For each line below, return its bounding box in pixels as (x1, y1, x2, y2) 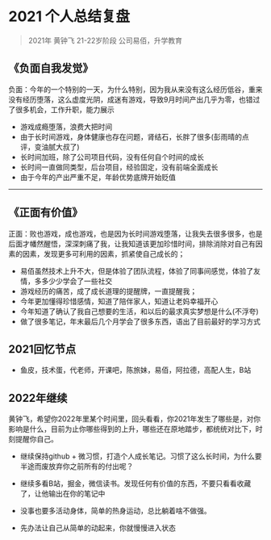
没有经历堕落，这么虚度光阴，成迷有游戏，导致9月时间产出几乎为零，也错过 (8, 94, 261, 104)
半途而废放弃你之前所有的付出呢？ (19, 462, 134, 471)
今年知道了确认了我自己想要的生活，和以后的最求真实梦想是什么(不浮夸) (19, 306, 260, 316)
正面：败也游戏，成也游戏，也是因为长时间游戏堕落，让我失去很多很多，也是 (8, 228, 263, 238)
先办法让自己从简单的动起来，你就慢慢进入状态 (19, 523, 176, 533)
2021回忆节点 (8, 342, 77, 356)
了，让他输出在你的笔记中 (19, 489, 106, 499)
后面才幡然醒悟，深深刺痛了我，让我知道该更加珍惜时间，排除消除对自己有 (8, 239, 256, 249)
